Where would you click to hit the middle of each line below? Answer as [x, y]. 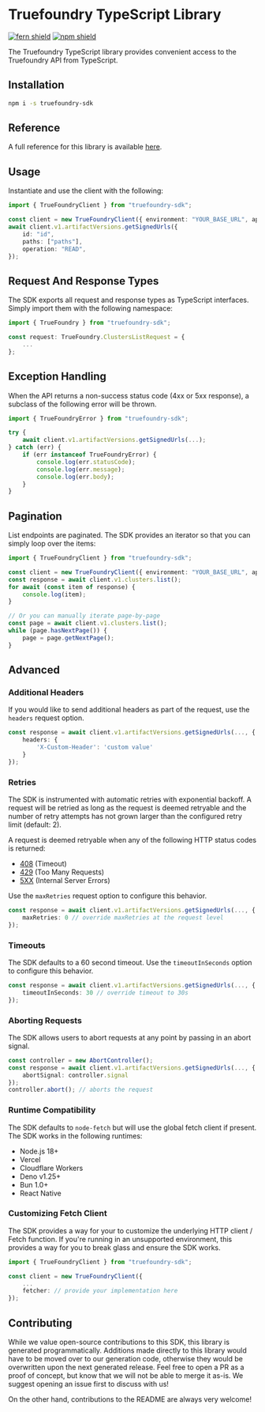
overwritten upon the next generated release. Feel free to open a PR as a [126, 1367]
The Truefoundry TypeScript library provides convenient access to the [122, 51]
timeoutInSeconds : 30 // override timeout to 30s [106, 993]
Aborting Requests [45, 1020]
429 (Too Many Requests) [62, 872]
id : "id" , [39, 234]
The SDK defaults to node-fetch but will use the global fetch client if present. [132, 1127]
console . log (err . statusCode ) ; [86, 462]
